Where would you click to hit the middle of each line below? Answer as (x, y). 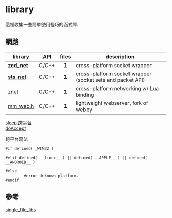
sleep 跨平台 (18, 123)
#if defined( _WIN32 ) (29, 149)
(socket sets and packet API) (111, 80)
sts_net (17, 77)
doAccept (16, 128)
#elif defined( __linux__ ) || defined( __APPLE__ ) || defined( (76, 158)
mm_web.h (21, 106)
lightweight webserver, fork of (112, 103)
